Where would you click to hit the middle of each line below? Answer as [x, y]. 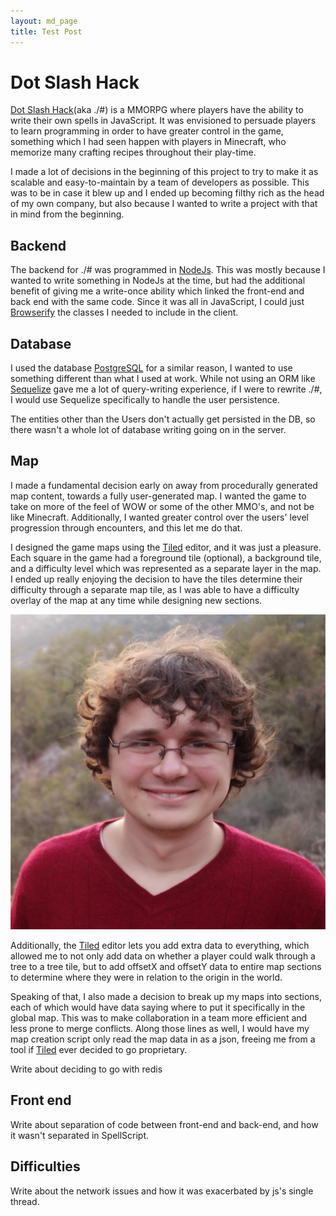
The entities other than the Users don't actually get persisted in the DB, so [163, 419]
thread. [25, 1201]
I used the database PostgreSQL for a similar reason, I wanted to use [151, 368]
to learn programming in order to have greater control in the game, [147, 131]
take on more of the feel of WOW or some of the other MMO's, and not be [162, 506]
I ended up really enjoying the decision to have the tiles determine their [156, 579]
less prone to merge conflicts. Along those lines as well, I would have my [160, 1028]
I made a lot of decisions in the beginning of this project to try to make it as [164, 172]
